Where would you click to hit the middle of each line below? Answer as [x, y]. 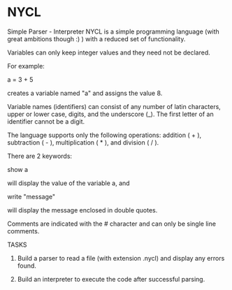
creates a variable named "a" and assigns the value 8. [85, 93]
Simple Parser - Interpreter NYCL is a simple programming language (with [114, 31]
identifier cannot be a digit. [46, 121]
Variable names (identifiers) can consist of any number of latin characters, [114, 106]
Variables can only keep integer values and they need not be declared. [109, 52]
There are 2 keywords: [39, 156]
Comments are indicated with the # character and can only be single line [112, 224]
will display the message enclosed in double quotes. [82, 210]
